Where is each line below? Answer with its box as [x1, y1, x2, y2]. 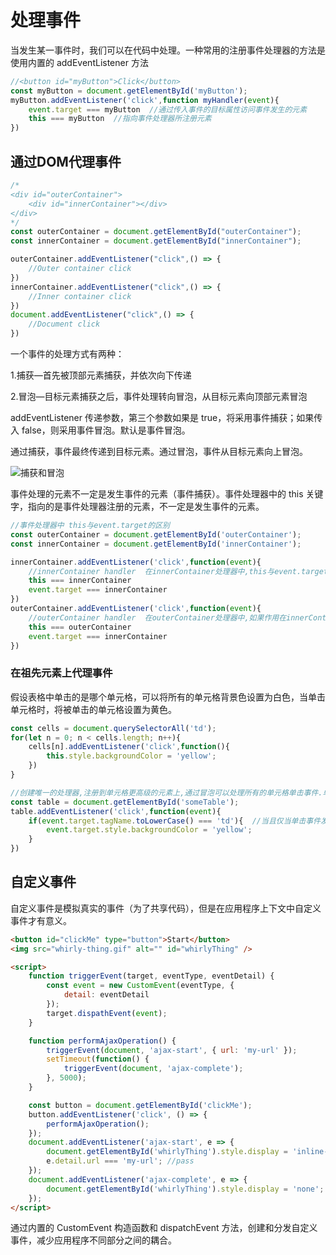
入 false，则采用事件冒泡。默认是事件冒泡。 [10, 424, 191, 436]
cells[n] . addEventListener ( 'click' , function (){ [28, 742, 230, 752]
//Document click [28, 319, 101, 330]
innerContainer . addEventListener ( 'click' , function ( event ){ [10, 557, 262, 567]
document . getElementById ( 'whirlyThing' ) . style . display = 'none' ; [46, 1184, 325, 1194]
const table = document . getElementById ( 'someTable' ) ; [10, 797, 240, 807]
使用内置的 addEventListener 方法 [10, 56, 149, 68]
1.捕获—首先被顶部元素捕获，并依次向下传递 [10, 369, 192, 381]
